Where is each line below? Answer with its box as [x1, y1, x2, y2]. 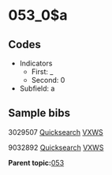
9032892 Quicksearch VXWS [8, 143, 104, 152]
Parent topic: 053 [8, 158, 65, 167]
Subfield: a [19, 84, 55, 93]
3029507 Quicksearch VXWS [8, 127, 104, 136]
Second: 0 [31, 76, 65, 84]
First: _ [31, 67, 54, 76]
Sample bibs [8, 106, 71, 120]
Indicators [19, 58, 53, 68]
